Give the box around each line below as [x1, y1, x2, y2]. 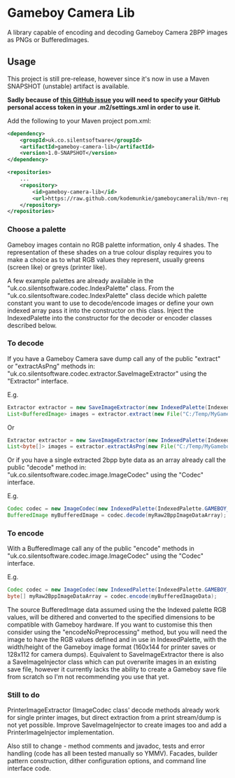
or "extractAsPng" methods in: [7, 362, 96, 370]
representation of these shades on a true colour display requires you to [7, 247, 212, 257]
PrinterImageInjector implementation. [7, 728, 115, 737]
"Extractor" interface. [7, 376, 69, 385]
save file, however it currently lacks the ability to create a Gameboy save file [7, 665, 227, 674]
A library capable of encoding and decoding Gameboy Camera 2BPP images [7, 28, 228, 36]
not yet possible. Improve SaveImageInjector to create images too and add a [7, 721, 227, 730]
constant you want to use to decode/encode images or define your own [7, 299, 214, 307]
